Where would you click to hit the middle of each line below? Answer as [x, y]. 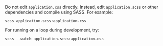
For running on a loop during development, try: [52, 30]
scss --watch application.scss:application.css [55, 39]
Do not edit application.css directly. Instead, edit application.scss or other [82, 7]
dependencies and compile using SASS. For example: [59, 12]
